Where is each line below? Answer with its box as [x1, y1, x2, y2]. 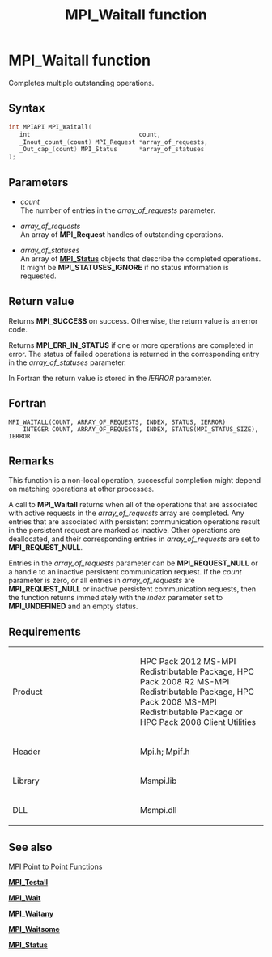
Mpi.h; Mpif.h [140, 746, 190, 757]
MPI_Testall [8, 878, 49, 887]
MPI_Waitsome [8, 925, 61, 934]
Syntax [8, 101, 45, 115]
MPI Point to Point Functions [8, 862, 103, 871]
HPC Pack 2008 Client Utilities [140, 717, 257, 728]
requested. [19, 271, 57, 281]
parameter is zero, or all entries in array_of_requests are [8, 576, 196, 586]
